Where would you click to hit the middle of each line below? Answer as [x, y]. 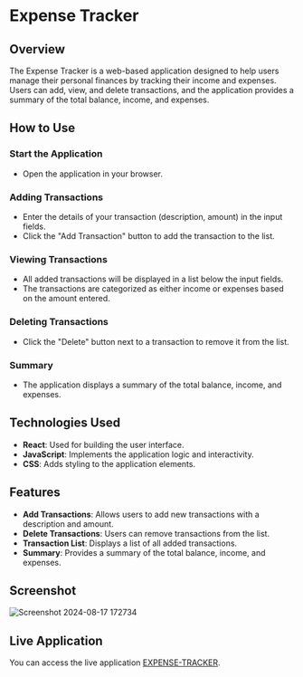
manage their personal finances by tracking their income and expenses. [143, 81]
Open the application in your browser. [93, 174]
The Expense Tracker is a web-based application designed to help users [144, 71]
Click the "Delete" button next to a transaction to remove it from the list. [156, 341]
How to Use [43, 128]
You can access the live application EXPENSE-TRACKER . [115, 663]
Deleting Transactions [59, 322]
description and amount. [68, 524]
